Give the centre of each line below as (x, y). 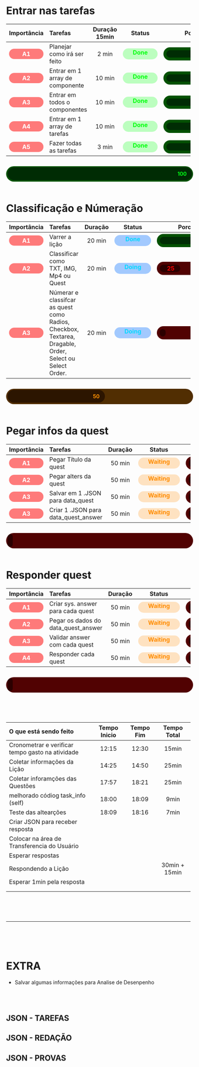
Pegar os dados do (75, 620)
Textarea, (62, 336)
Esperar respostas (34, 855)
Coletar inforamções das (43, 778)
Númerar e (64, 292)
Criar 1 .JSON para (75, 509)
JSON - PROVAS (36, 1058)
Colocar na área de (35, 839)
